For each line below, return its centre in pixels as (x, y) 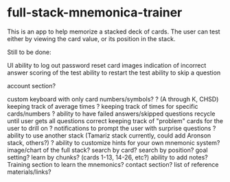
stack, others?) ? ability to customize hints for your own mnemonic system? (114, 142)
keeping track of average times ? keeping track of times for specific (103, 106)
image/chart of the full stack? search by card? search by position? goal (107, 150)
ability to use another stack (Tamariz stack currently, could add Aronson (109, 135)
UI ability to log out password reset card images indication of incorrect (107, 65)
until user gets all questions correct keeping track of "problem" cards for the (115, 120)
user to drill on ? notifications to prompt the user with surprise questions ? (112, 128)
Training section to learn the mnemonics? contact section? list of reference (113, 164)
